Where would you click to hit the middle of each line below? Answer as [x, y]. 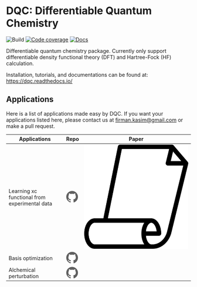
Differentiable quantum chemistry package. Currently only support [86, 50]
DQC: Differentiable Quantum [79, 11]
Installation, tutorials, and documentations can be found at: [77, 75]
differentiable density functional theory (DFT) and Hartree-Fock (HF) [89, 57]
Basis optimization [30, 258]
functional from [27, 197]
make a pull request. [31, 126]
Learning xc [23, 191]
